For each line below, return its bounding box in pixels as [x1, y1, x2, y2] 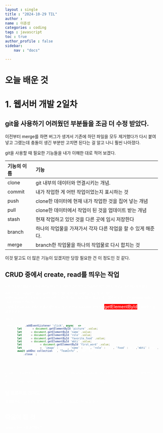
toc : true [5, 35, 27, 39]
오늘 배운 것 [5, 75, 49, 86]
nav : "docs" [14, 48, 40, 53]
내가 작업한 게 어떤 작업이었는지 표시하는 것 [35, 188, 129, 195]
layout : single [5, 7, 38, 12]
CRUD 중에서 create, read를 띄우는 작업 [5, 271, 120, 279]
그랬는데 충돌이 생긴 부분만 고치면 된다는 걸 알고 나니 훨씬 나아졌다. [14, 139, 141, 145]
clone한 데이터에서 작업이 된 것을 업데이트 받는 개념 [35, 207, 147, 213]
